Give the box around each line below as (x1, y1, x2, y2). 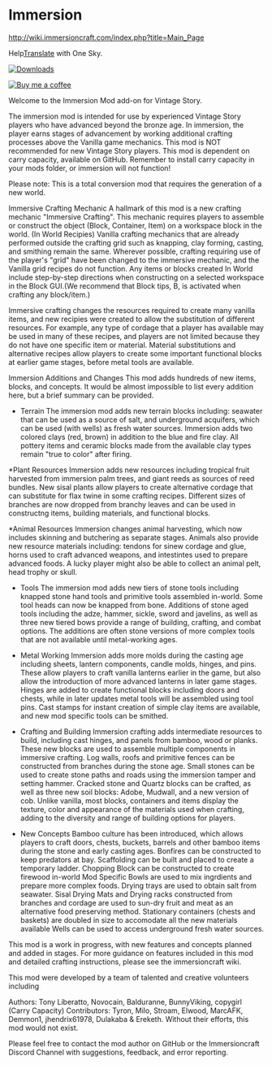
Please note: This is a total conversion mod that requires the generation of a (8, 179, 262, 189)
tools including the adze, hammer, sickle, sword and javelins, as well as (19, 608, 258, 619)
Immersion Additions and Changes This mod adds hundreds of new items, (8, 372, 257, 383)
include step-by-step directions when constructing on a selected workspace (8, 272, 265, 282)
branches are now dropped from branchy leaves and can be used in (8, 499, 235, 509)
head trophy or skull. (8, 567, 78, 576)
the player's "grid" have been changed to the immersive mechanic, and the (8, 254, 260, 265)
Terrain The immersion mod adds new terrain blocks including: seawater (19, 406, 263, 415)
